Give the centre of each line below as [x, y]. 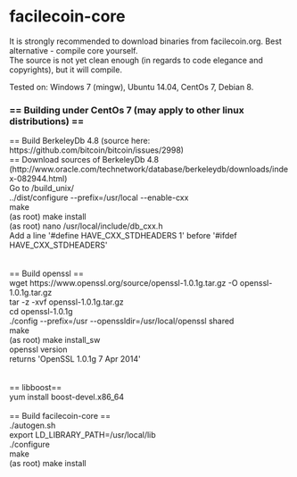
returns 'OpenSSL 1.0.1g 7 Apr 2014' [75, 359]
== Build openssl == [47, 273]
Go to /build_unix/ [41, 188]
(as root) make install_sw [55, 340]
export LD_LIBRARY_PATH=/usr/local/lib [82, 435]
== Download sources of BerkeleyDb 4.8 [84, 160]
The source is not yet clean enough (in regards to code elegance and [136, 60]
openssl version [38, 349]
